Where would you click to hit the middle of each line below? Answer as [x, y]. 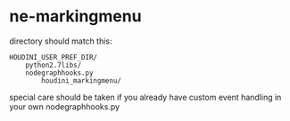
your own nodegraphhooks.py [65, 106]
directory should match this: [61, 41]
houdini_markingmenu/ [82, 81]
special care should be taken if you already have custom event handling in [145, 97]
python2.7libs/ [54, 65]
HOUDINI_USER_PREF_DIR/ [54, 57]
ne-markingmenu [75, 16]
